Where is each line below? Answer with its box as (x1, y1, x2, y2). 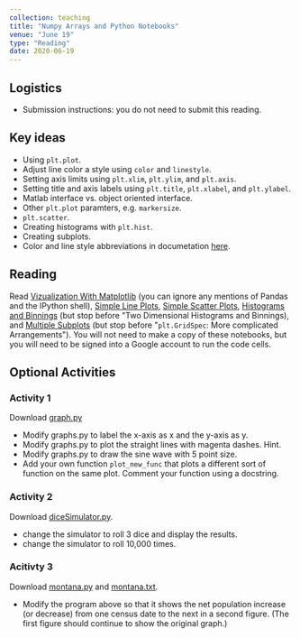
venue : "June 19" (9, 30, 75, 39)
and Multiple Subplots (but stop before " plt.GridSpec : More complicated (9, 319, 279, 330)
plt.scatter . (22, 211, 70, 222)
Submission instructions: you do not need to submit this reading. (22, 104, 262, 115)
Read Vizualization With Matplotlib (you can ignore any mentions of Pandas (9, 291, 288, 301)
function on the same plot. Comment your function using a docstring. (22, 468, 279, 479)
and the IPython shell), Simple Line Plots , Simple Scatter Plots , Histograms (9, 300, 286, 311)
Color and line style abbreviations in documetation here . (22, 240, 231, 251)
